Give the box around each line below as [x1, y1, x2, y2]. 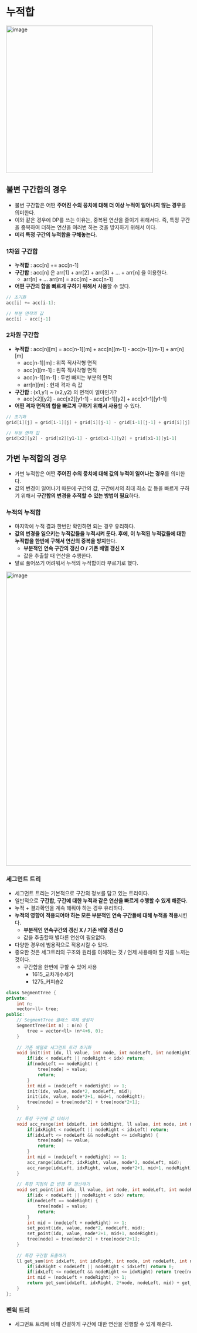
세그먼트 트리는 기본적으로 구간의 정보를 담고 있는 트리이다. [14, 889, 150, 897]
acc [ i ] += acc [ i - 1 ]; [6, 300, 57, 306]
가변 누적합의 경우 [6, 453, 67, 463]
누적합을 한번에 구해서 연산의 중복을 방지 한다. [14, 537, 117, 545]
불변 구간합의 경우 [6, 185, 67, 195]
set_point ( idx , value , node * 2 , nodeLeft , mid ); [27, 1225, 145, 1231]
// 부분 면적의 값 [6, 310, 44, 316]
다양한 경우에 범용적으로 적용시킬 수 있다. [14, 941, 109, 948]
